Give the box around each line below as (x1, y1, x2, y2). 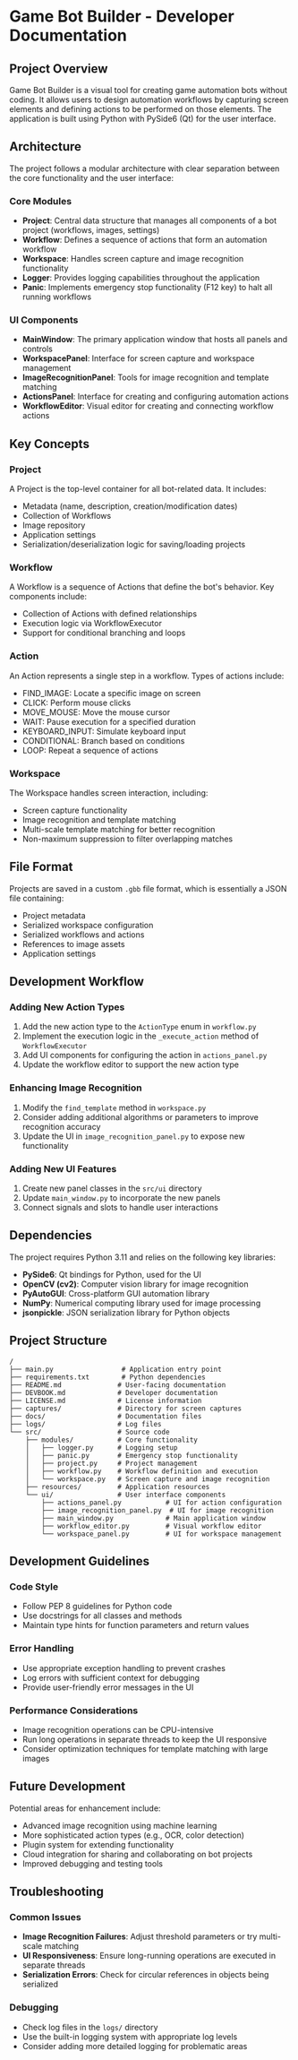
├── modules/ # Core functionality (25, 1435, 199, 1444)
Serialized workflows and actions (21, 929, 145, 940)
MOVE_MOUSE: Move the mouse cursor (21, 706, 171, 718)
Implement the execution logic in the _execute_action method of (21, 1030, 260, 1041)
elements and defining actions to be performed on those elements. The (9, 104, 272, 114)
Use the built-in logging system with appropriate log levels (21, 2031, 238, 2042)
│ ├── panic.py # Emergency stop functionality (25, 1451, 239, 1460)
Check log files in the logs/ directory (21, 2021, 158, 2032)
